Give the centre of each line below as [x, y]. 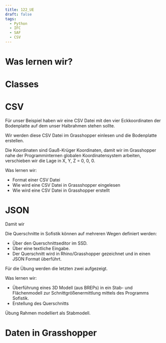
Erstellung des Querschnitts [41, 303]
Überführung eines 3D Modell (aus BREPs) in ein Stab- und [72, 288]
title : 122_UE [20, 10]
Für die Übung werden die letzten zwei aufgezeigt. [56, 269]
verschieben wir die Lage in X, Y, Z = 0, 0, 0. [50, 161]
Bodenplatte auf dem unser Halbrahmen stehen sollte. [60, 126]
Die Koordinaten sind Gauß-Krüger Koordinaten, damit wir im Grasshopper [81, 150]
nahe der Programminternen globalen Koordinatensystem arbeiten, [73, 156]
